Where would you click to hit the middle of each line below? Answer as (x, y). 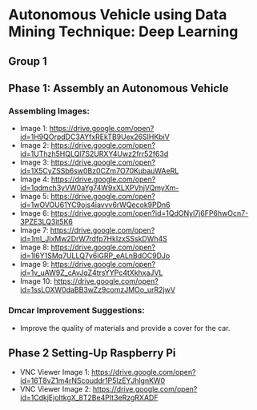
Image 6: (34, 213)
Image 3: (34, 162)
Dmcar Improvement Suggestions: (77, 311)
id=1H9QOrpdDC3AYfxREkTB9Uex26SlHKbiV (94, 137)
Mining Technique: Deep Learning (123, 32)
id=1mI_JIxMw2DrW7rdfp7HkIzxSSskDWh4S (94, 239)
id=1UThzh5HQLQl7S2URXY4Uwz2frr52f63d (94, 154)
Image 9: (34, 265)
